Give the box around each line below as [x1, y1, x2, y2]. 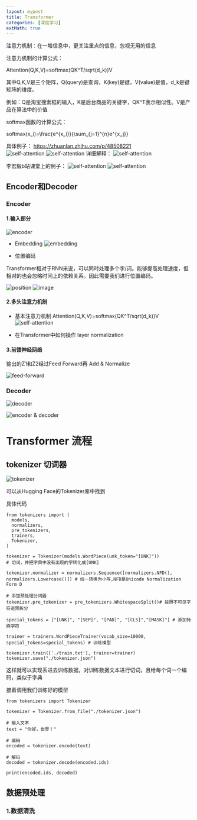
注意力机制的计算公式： [6, 54, 63, 62]
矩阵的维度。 [6, 86, 37, 93]
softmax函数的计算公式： [6, 119, 67, 126]
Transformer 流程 [6, 434, 93, 448]
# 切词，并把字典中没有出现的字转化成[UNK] [6, 560, 100, 566]
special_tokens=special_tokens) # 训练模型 [6, 640, 111, 646]
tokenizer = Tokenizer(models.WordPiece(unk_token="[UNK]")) [6, 553, 160, 559]
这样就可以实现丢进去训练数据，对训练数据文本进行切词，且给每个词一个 [6, 666, 182, 674]
